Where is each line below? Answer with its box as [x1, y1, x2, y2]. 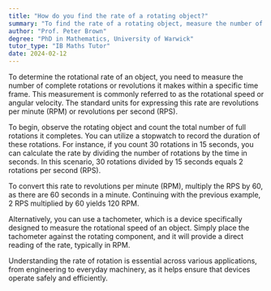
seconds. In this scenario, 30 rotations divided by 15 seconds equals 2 [8, 157, 243, 167]
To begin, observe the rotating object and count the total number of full [8, 123, 246, 132]
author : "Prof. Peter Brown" [8, 27, 107, 35]
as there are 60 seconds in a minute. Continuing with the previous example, [8, 190, 261, 199]
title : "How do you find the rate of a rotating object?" [8, 11, 209, 20]
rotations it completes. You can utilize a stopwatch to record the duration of [8, 131, 260, 141]
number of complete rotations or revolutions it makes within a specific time [8, 80, 259, 90]
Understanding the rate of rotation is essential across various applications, [8, 256, 257, 265]
